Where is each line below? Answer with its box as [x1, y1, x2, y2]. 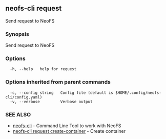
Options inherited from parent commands [5, 78, 111, 86]
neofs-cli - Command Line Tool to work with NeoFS [12, 123, 121, 129]
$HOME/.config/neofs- [115, 90, 161, 95]
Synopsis [5, 30, 29, 37]
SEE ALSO [5, 111, 31, 118]
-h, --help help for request [10, 67, 77, 72]
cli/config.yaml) [5, 94, 43, 100]
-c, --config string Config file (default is [10, 90, 114, 95]
